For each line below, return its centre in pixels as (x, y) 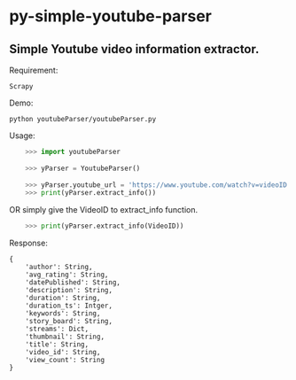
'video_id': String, (63, 353)
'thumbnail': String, (65, 337)
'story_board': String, (69, 322)
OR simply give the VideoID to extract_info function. (103, 210)
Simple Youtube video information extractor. (134, 49)
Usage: (22, 136)
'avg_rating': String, (67, 275)
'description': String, (69, 291)
